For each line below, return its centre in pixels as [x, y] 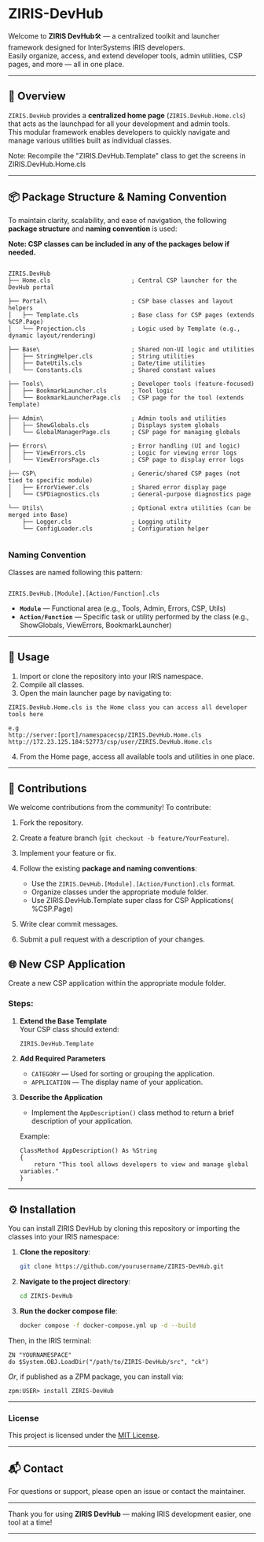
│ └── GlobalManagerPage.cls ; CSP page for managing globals [125, 432]
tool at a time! [30, 1522]
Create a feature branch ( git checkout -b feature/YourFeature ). [124, 838]
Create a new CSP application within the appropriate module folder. [117, 983]
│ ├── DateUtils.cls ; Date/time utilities [107, 363]
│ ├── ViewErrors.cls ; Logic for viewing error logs [123, 453]
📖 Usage [29, 658]
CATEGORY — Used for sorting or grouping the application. [123, 1073]
